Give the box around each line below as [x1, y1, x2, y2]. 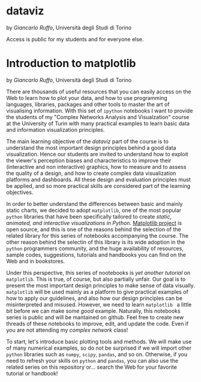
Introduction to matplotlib [6, 57, 136, 70]
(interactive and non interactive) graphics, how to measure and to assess [6, 163, 187, 170]
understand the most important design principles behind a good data [6, 144, 176, 151]
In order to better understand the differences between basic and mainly [6, 200, 183, 207]
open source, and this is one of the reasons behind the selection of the [6, 226, 181, 233]
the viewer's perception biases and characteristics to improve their [6, 157, 172, 164]
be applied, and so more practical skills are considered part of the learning [6, 182, 191, 189]
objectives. [6, 189, 34, 196]
